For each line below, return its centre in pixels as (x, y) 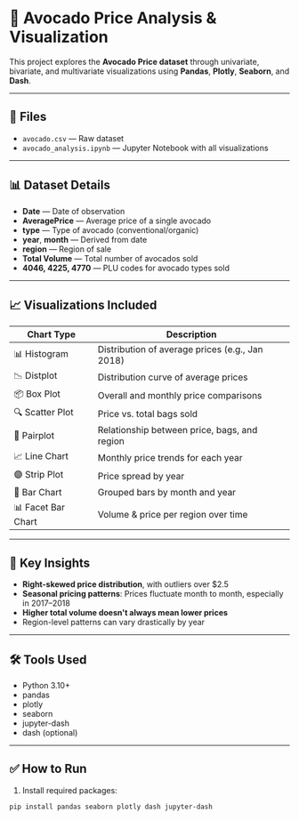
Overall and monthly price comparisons (180, 395)
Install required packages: (69, 790)
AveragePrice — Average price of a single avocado (117, 221)
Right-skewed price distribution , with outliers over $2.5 (125, 584)
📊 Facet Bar (39, 508)
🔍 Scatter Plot (44, 413)
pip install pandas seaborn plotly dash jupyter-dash (111, 807)
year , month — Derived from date (85, 239)
